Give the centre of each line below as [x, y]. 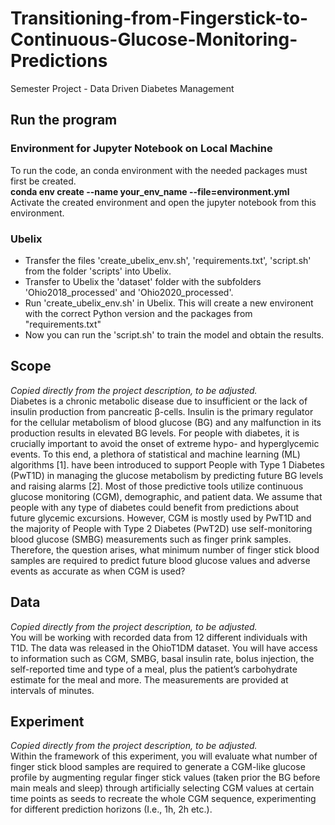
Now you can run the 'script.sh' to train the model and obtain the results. [174, 334]
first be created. [43, 181]
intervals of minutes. [52, 690]
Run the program [64, 120]
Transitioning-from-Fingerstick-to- [159, 18]
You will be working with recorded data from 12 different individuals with [159, 637]
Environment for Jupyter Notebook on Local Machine [141, 149]
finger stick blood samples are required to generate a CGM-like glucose [158, 767]
